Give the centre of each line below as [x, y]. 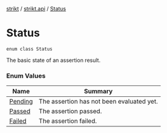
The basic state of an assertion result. [54, 60]
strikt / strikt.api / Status [36, 9]
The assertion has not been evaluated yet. [98, 102]
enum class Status [29, 49]
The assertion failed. [68, 121]
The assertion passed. [70, 111]
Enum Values [26, 76]
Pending [21, 102]
